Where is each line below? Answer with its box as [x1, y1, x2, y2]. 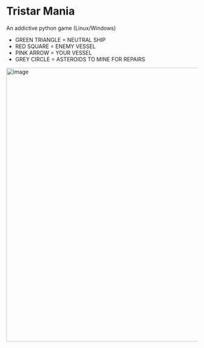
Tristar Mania [6, 4, 75, 18]
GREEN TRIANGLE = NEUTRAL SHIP [15, 36, 106, 43]
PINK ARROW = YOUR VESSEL [15, 49, 92, 56]
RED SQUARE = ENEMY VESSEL [15, 43, 96, 50]
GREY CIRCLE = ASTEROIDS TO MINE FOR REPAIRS [15, 55, 146, 63]
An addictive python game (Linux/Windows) [6, 24, 117, 32]
